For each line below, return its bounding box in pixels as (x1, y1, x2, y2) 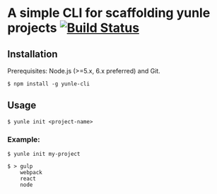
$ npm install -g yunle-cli (7, 80, 90, 87)
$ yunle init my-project (7, 150, 81, 158)
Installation (7, 48, 58, 60)
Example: (7, 134, 40, 144)
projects (7, 20, 58, 36)
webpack (20, 169, 42, 176)
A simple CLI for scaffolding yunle (7, 5, 211, 21)
